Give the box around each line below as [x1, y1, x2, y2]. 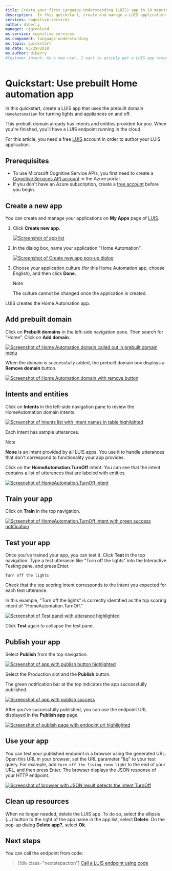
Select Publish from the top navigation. [5, 651, 88, 657]
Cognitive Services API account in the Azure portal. [12, 176, 121, 182]
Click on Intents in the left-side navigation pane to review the [5, 403, 135, 410]
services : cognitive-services [5, 17, 70, 22]
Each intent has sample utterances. [5, 429, 80, 435]
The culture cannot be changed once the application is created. [12, 290, 147, 296]
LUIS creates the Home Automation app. [5, 300, 91, 306]
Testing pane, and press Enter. [5, 563, 70, 569]
